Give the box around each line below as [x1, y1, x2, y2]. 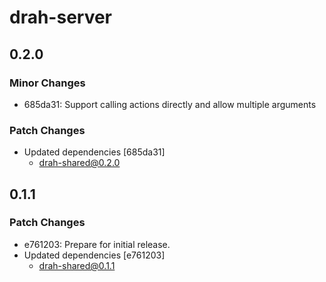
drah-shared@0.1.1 [38, 259, 116, 271]
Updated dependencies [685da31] [23, 146, 166, 158]
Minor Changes [9, 76, 86, 90]
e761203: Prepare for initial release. [23, 238, 171, 250]
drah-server [9, 6, 113, 29]
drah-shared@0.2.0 [38, 157, 121, 169]
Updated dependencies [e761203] [23, 249, 166, 261]
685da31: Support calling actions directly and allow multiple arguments [23, 98, 317, 110]
